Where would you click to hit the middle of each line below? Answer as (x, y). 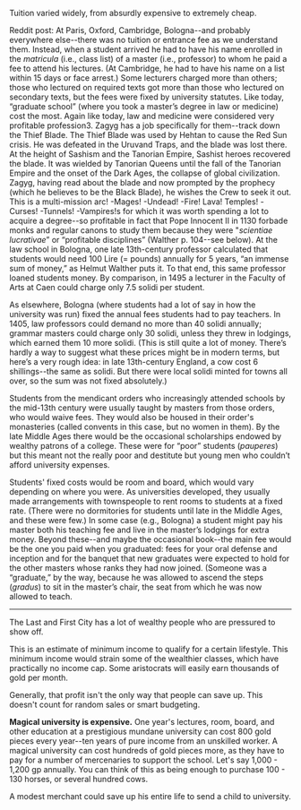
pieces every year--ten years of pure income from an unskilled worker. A (143, 741)
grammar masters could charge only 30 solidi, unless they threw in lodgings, (150, 333)
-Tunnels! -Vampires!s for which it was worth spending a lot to (154, 211)
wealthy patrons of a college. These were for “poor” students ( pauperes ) (144, 446)
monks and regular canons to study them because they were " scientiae (141, 230)
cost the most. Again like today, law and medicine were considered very (142, 116)
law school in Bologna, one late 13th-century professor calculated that (139, 249)
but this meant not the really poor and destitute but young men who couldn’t (150, 455)
